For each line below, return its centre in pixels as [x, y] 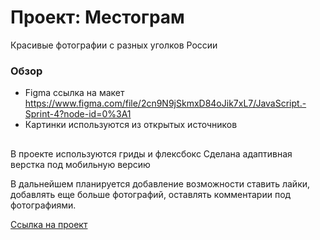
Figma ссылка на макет [74, 93]
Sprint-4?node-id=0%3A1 [78, 114]
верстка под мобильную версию [80, 164]
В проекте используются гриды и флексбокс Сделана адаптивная [151, 153]
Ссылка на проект [49, 224]
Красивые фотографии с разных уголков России [114, 45]
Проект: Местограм [97, 17]
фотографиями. [43, 205]
